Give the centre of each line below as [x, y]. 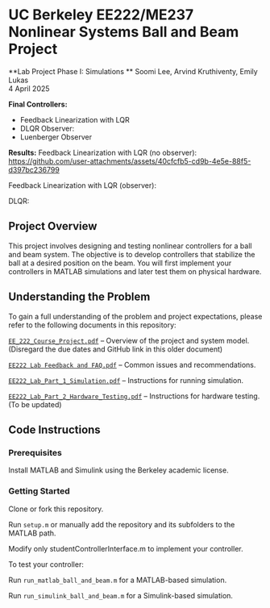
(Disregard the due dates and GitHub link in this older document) [116, 349]
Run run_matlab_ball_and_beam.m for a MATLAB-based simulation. [118, 580]
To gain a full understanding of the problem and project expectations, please [135, 316]
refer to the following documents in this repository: [92, 325]
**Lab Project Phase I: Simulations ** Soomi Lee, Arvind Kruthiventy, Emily [133, 71]
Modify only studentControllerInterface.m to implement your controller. [126, 548]
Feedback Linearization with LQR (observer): [83, 185]
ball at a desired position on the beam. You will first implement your [120, 263]
